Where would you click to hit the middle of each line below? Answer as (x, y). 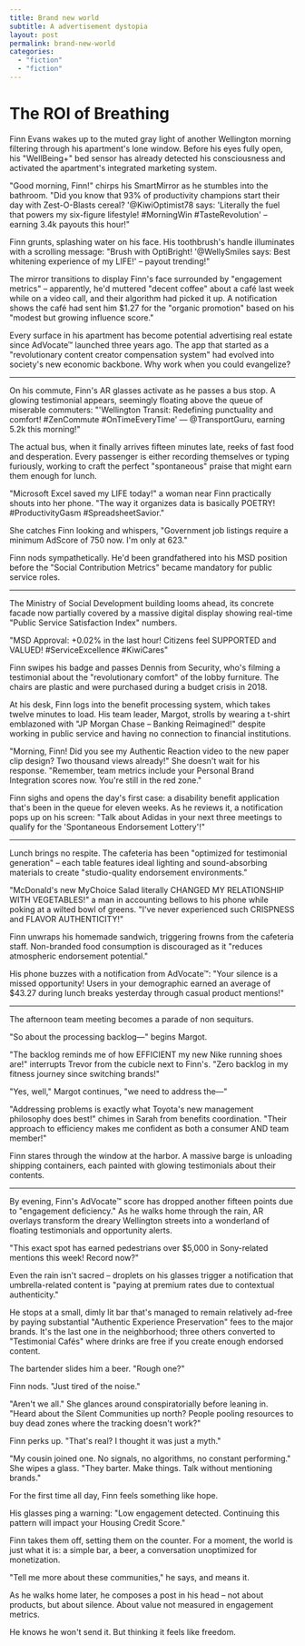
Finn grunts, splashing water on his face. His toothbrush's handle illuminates (152, 241)
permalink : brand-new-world (63, 43)
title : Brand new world (54, 18)
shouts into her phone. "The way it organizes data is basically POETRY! (143, 503)
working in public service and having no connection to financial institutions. (151, 733)
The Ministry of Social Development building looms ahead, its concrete (142, 603)
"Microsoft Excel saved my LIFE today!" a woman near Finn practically (141, 493)
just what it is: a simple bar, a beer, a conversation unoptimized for (133, 1549)
